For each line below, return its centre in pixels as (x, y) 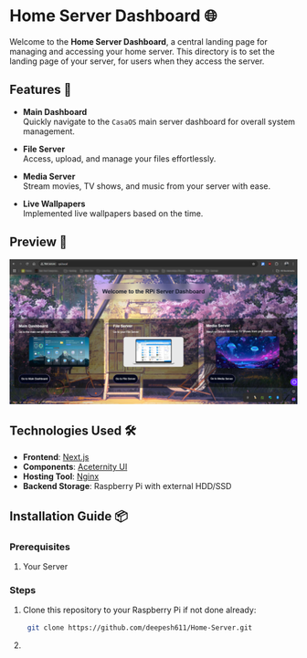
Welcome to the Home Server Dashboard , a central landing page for (138, 41)
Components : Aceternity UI (75, 467)
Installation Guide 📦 (69, 516)
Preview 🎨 (38, 242)
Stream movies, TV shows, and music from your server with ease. (147, 186)
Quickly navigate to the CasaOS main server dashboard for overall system (159, 121)
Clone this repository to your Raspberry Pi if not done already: (139, 610)
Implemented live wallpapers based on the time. (113, 213)
